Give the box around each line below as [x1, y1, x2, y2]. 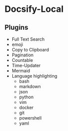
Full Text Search [11, 36, 45, 42]
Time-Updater [11, 63, 41, 68]
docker [19, 105, 34, 110]
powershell [19, 115, 42, 121]
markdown [19, 84, 41, 89]
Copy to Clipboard [11, 47, 49, 52]
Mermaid [11, 68, 31, 74]
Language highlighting [11, 73, 58, 79]
